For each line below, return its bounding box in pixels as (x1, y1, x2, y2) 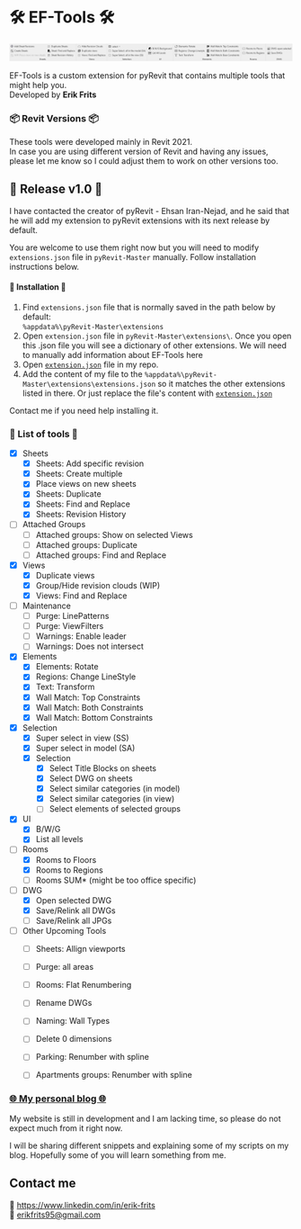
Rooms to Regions (35, 865, 103, 875)
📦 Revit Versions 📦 (9, 112, 99, 125)
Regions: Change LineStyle (35, 671, 137, 682)
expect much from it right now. (9, 1122, 123, 1134)
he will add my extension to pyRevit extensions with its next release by (9, 215, 270, 226)
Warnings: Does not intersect (35, 641, 144, 652)
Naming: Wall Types (35, 1016, 111, 1027)
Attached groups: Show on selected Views (35, 529, 193, 540)
